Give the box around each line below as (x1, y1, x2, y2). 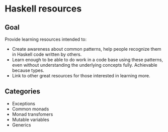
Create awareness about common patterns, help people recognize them (12, 46, 161, 52)
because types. (12, 67, 45, 73)
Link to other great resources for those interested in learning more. (12, 73, 150, 78)
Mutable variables (12, 116, 50, 122)
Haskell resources (5, 3, 82, 15)
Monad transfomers (12, 111, 53, 117)
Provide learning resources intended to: (5, 36, 87, 42)
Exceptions (12, 100, 36, 106)
